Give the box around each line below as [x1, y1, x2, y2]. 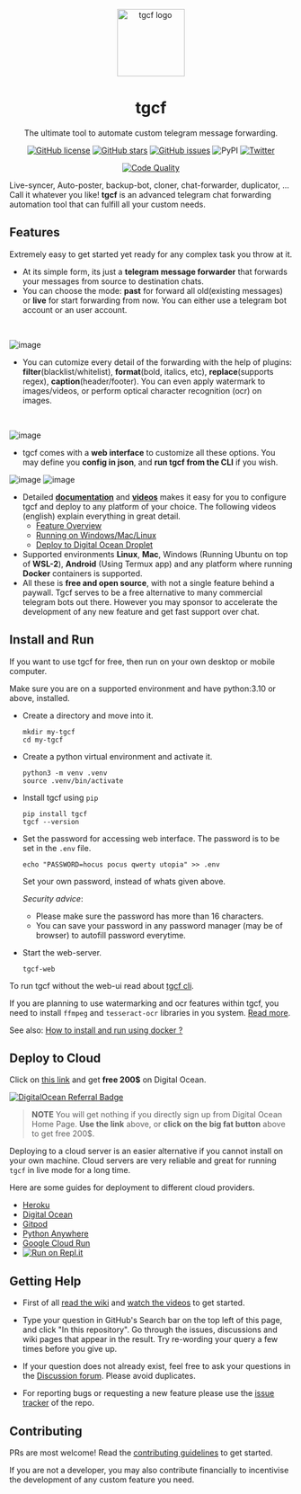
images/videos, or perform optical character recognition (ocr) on [22, 385, 262, 396]
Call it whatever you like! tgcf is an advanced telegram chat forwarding [9, 189, 272, 200]
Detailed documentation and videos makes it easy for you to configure [22, 491, 287, 502]
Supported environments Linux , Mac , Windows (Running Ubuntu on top [22, 548, 288, 559]
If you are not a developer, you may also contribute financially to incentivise [9, 1465, 289, 1475]
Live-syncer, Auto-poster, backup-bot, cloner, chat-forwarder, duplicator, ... [9, 180, 290, 191]
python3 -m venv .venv [22, 769, 108, 778]
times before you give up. [22, 1344, 118, 1355]
